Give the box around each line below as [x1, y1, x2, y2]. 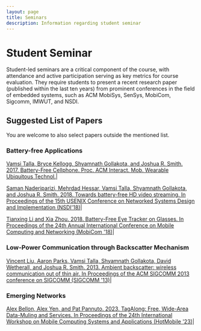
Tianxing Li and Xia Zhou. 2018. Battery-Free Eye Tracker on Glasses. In [6, 215, 184, 223]
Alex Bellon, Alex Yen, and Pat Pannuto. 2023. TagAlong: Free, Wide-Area [6, 305, 188, 312]
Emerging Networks [6, 291, 66, 300]
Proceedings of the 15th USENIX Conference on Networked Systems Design [6, 197, 195, 205]
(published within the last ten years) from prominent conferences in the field [6, 85, 195, 92]
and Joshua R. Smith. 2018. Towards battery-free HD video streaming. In [6, 191, 186, 198]
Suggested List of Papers [6, 115, 103, 125]
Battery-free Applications [6, 147, 83, 155]
